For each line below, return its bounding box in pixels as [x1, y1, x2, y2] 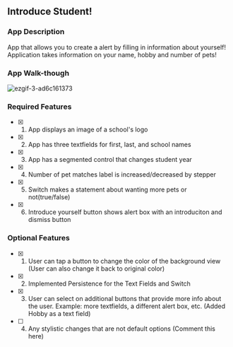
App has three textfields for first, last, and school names [28, 141, 192, 149]
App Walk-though [7, 68, 69, 78]
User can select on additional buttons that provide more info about [28, 294, 222, 302]
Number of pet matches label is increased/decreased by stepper [28, 170, 217, 179]
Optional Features [7, 233, 71, 243]
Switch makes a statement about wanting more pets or [28, 185, 187, 194]
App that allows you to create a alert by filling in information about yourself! [7, 42, 227, 52]
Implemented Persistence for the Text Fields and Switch [28, 279, 191, 288]
